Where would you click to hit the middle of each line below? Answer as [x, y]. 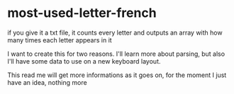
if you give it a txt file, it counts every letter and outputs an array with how [115, 33]
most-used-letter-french [82, 13]
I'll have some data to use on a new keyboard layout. [84, 61]
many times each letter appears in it [60, 40]
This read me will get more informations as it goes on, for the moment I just [117, 75]
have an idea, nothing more [47, 82]
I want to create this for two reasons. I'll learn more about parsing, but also [116, 54]
